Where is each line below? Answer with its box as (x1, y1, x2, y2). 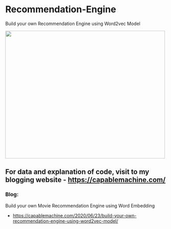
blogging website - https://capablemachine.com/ (5, 175, 166, 185)
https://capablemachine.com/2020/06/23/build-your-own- (12, 212, 137, 218)
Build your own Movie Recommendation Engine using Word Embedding (5, 202, 155, 209)
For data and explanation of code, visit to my (5, 168, 150, 176)
